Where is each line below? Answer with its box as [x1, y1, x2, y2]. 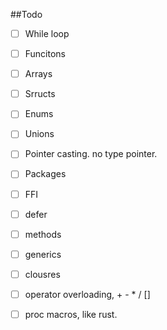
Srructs [24, 88, 56, 100]
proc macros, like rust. [24, 308, 118, 320]
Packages [24, 168, 67, 180]
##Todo [10, 9, 43, 20]
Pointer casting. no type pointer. [24, 148, 158, 160]
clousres [24, 268, 61, 280]
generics [24, 248, 62, 260]
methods [24, 228, 62, 240]
